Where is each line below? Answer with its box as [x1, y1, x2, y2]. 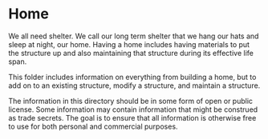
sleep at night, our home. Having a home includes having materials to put [8, 39, 250, 49]
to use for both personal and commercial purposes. [8, 121, 178, 131]
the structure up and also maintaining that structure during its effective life [8, 48, 254, 58]
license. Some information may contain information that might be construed [8, 105, 258, 114]
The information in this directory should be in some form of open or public [8, 96, 254, 105]
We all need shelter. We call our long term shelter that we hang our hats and [8, 31, 259, 41]
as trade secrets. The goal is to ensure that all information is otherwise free [8, 113, 257, 122]
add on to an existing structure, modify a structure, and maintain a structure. [8, 81, 261, 90]
